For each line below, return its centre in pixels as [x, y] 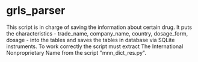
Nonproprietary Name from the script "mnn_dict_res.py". [76, 52]
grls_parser [36, 11]
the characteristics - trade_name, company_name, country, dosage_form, [97, 33]
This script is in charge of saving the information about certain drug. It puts [99, 27]
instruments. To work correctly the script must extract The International [95, 46]
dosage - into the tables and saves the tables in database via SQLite [91, 40]
